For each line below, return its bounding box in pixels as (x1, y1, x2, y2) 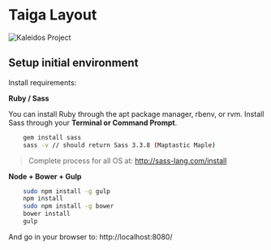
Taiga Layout (8, 6, 97, 24)
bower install (23, 209, 71, 218)
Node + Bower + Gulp (8, 171, 82, 181)
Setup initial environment (8, 56, 139, 70)
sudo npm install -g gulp (23, 187, 111, 196)
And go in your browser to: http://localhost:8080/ (8, 231, 173, 241)
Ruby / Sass (8, 93, 49, 103)
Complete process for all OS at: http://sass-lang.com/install (28, 156, 227, 166)
